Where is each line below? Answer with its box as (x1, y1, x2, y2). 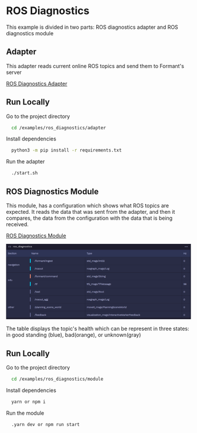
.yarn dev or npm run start (11, 421, 80, 427)
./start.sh (11, 170, 38, 176)
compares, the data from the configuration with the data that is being (6, 214, 173, 221)
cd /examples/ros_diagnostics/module (11, 376, 104, 382)
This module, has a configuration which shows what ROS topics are (6, 202, 169, 209)
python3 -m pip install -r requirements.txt (11, 147, 122, 153)
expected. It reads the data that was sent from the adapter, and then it (6, 209, 175, 215)
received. (6, 221, 29, 227)
